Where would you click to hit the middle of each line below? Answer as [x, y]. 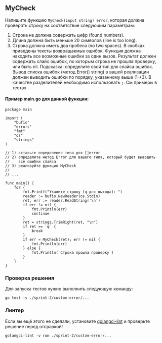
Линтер [15, 310]
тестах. [20, 87]
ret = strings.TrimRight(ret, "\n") [61, 223]
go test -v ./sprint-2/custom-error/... [47, 298]
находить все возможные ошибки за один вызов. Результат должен [84, 56]
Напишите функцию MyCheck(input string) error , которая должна [75, 20]
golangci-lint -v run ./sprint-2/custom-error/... [58, 336]
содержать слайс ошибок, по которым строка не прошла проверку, [84, 61]
